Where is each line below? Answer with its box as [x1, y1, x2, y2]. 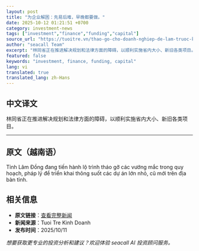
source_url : [6, 36, 36, 42]
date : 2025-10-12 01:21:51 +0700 [6, 20, 89, 26]
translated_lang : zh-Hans [6, 75, 70, 81]
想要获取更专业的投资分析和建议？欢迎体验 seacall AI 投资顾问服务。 [6, 239, 174, 246]
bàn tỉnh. [6, 176, 28, 183]
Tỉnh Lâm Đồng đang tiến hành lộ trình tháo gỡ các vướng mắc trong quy [6, 163, 184, 170]
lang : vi [6, 63, 28, 70]
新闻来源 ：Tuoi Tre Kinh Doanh [14, 219, 91, 226]
